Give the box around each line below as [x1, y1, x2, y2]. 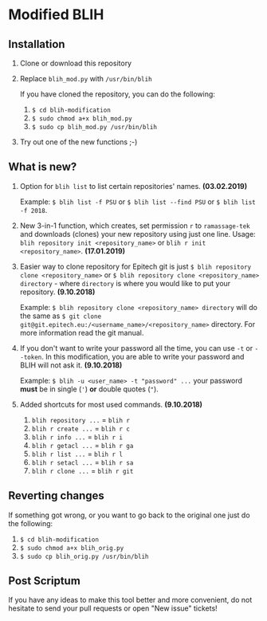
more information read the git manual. [19, 328, 144, 337]
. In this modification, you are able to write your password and [41, 352, 245, 361]
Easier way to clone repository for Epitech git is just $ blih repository [19, 261, 252, 271]
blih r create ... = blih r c [31, 423, 130, 433]
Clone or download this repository [19, 58, 132, 68]
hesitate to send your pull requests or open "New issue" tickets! [8, 603, 218, 613]
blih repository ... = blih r [31, 415, 130, 424]
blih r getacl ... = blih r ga [31, 440, 134, 450]
